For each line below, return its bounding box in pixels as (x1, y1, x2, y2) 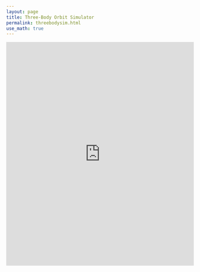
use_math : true (6, 25, 44, 32)
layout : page (6, 8, 39, 15)
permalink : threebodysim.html (6, 20, 82, 26)
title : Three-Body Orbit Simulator (6, 14, 95, 20)
